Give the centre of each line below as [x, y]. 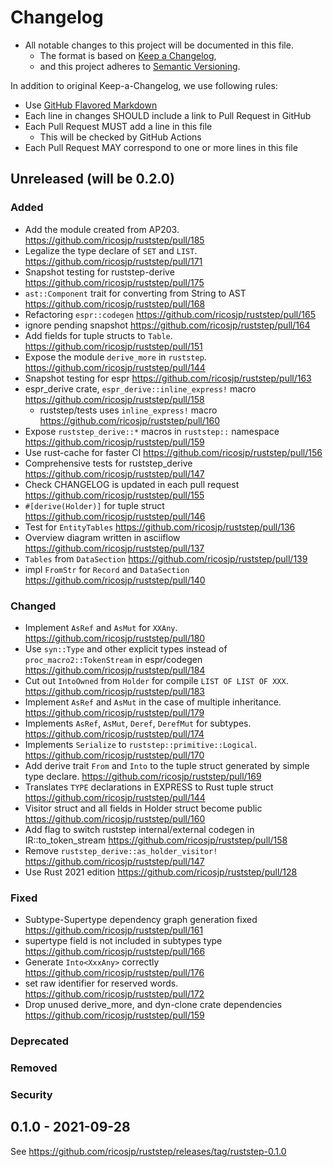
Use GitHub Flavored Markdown [91, 105]
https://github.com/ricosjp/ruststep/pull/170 [114, 755]
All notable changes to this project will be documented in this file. [159, 45]
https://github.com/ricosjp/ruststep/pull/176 [114, 973]
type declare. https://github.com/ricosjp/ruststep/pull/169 [143, 776]
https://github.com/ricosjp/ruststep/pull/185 [114, 240]
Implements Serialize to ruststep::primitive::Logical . [141, 744]
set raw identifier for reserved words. [101, 983]
